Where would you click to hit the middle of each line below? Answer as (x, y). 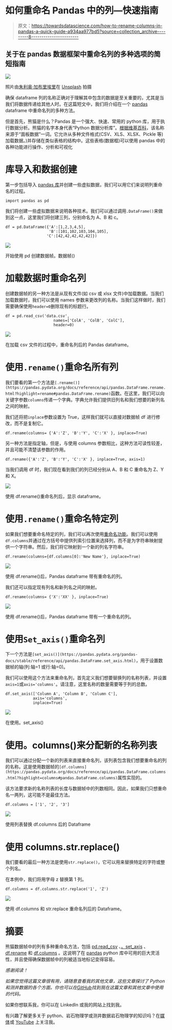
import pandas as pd (27, 201)
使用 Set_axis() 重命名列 (55, 639)
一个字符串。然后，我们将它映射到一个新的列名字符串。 (68, 547)
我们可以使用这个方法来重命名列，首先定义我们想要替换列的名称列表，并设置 (86, 678)
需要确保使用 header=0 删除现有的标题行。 (48, 306)
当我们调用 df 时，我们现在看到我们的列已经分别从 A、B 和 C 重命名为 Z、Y (84, 469)
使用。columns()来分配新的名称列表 (81, 745)
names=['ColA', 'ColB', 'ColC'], (89, 320)
